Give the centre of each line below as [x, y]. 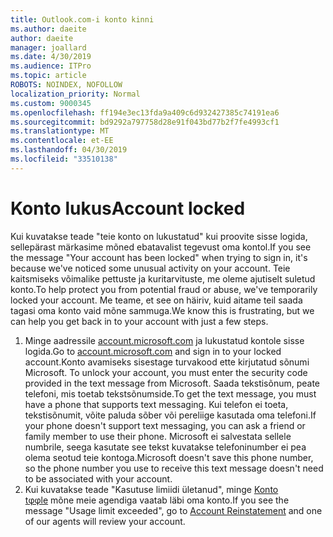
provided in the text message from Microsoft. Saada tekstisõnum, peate [172, 383]
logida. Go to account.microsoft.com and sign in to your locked [153, 351]
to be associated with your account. [98, 478]
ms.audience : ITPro [51, 66]
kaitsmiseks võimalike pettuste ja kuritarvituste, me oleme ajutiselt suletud [163, 278]
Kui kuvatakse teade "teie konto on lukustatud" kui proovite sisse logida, [159, 236]
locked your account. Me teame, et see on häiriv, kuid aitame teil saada [156, 300]
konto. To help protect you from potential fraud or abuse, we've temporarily [164, 289]
